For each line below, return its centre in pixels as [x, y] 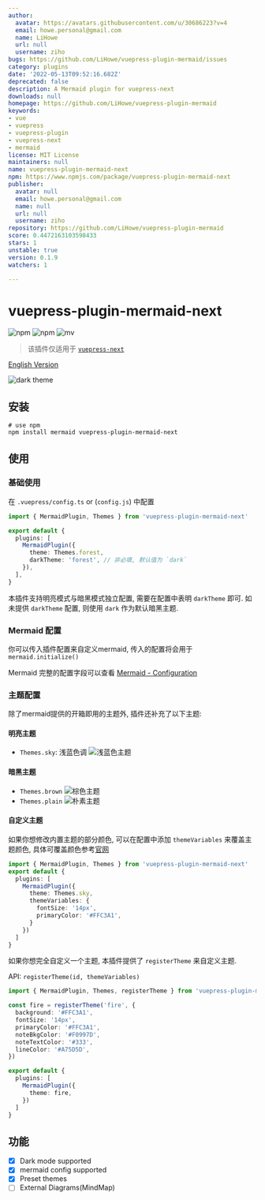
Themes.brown [41, 791]
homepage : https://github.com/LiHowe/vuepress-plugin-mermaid [112, 103]
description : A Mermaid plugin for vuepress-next [91, 89]
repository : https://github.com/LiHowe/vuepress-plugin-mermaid [116, 228]
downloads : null [35, 96]
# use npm [24, 426]
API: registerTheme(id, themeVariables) [74, 977]
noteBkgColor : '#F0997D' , [58, 1034]
